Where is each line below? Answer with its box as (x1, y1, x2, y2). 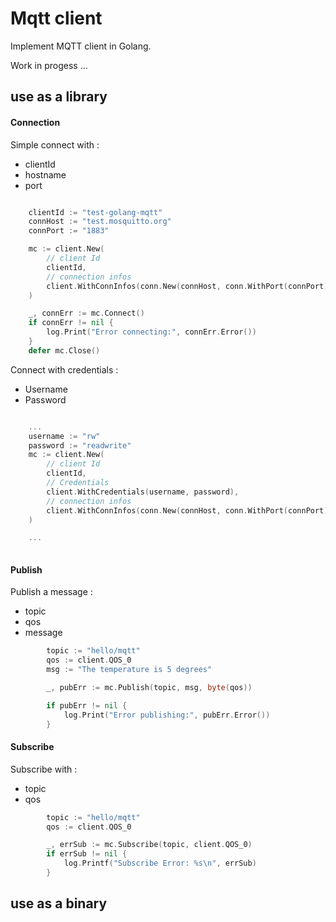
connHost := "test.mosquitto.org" (28, 217, 172, 227)
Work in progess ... (10, 59, 88, 71)
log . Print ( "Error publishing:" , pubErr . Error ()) (63, 710, 271, 720)
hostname (24, 168, 67, 181)
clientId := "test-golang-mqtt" (28, 207, 163, 217)
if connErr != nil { (28, 318, 114, 328)
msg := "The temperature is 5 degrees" (46, 665, 213, 675)
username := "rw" (28, 431, 101, 441)
